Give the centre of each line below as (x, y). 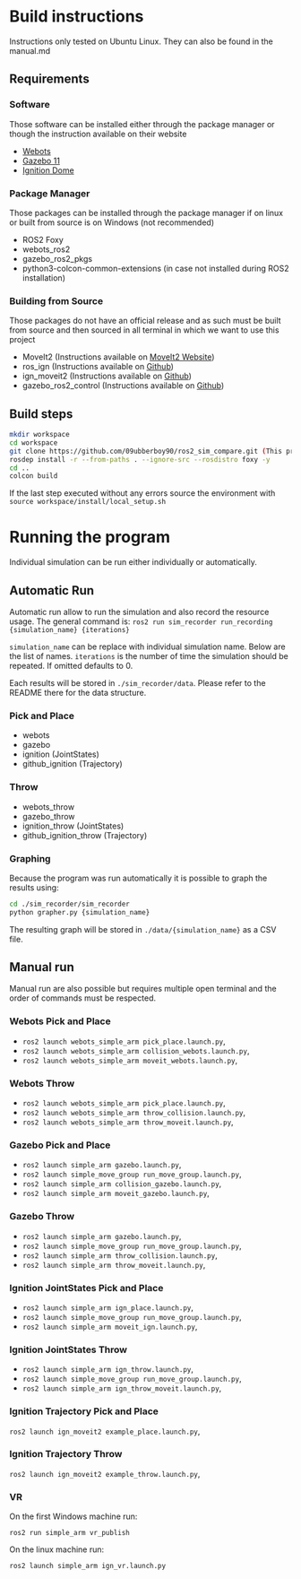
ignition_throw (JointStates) (73, 826)
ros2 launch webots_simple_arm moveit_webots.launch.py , (130, 1060)
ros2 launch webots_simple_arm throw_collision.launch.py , (134, 1113)
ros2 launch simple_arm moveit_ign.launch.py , (110, 1326)
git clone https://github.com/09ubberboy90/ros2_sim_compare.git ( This (146, 451)
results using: (34, 887)
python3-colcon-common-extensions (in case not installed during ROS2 (155, 268)
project (22, 340)
